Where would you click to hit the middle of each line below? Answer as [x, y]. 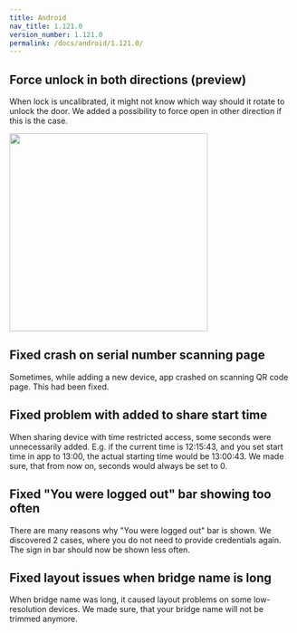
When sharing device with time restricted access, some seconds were [140, 436]
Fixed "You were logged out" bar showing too [140, 494]
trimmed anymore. [44, 619]
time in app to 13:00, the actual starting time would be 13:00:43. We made [147, 456]
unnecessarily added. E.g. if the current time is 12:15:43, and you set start [146, 446]
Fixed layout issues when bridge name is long [140, 577]
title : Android [38, 18]
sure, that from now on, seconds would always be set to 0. [119, 465]
